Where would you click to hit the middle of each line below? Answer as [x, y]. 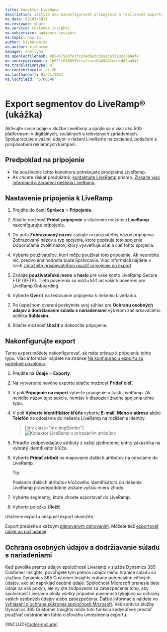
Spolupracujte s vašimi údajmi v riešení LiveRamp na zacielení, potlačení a [81, 139]
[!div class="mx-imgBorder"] [54, 428]
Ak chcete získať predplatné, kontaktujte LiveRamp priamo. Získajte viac [86, 177]
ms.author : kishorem [27, 47]
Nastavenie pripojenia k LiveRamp [59, 198]
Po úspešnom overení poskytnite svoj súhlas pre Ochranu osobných [83, 305]
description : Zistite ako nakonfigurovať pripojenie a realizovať [75, 14]
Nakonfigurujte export [40, 341]
